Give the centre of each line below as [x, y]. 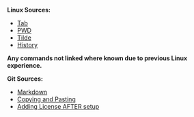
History [27, 45]
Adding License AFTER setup [58, 106]
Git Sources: [25, 79]
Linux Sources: [29, 10]
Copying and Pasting [46, 99]
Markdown [32, 92]
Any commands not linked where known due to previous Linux [97, 58]
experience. [25, 65]
